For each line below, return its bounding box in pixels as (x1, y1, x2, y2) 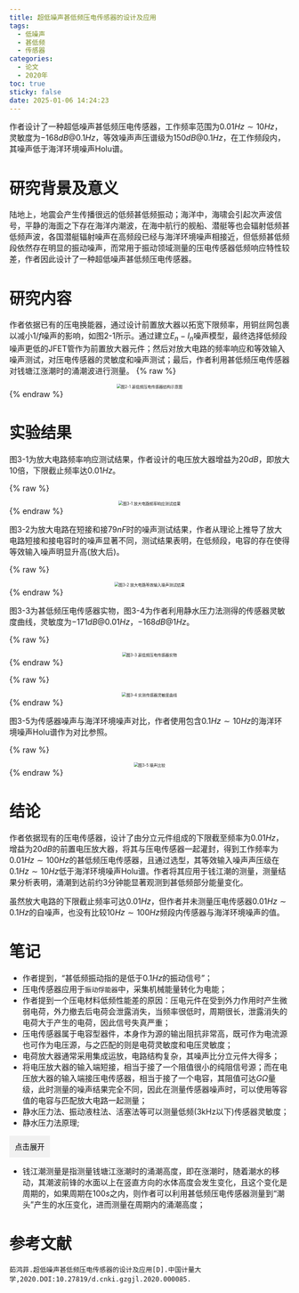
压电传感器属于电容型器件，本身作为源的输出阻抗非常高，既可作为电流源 (21, 1028, 287, 1038)
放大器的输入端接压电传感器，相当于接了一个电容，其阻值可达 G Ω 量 (29, 1072, 276, 1083)
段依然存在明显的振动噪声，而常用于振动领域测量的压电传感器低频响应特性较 (9, 242, 290, 254)
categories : (9, 54, 53, 63)
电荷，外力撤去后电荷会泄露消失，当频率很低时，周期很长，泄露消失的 (29, 1005, 287, 1016)
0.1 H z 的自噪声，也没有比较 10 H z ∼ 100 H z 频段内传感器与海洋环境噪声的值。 (9, 907, 285, 917)
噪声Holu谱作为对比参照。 (16, 727, 113, 737)
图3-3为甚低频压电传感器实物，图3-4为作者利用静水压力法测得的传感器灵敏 (9, 605, 286, 615)
